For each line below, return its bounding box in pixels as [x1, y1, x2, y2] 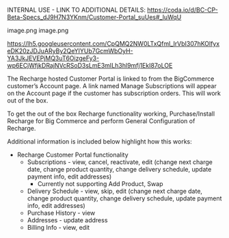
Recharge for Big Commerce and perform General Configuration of [7, 117, 196, 125]
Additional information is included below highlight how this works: [7, 137, 193, 146]
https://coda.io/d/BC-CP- [146, 6, 219, 14]
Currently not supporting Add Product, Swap [37, 180, 163, 187]
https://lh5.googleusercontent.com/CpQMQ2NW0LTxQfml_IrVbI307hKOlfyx [7, 40, 220, 47]
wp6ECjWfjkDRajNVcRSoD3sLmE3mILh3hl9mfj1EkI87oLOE [7, 62, 173, 69]
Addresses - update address [27, 216, 108, 224]
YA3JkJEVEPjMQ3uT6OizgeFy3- [7, 54, 100, 62]
